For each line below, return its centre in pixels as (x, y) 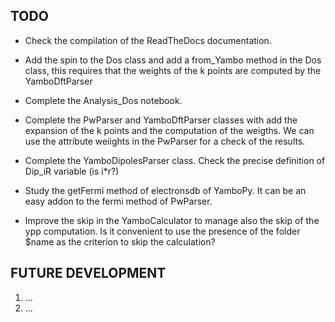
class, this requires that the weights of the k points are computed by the (173, 70)
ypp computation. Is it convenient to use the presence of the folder (162, 231)
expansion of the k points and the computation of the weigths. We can (169, 130)
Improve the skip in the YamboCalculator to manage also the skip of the (172, 220)
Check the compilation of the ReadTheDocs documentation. (148, 40)
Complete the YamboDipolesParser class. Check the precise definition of (175, 160)
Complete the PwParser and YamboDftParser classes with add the (161, 120)
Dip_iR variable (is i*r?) (72, 171)
